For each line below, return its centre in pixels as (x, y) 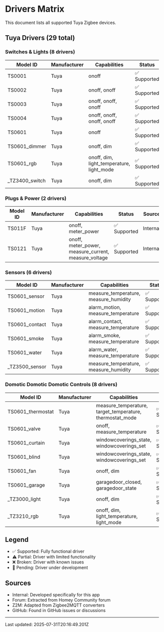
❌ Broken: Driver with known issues (48, 562)
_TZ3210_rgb (23, 516)
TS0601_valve (24, 428)
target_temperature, (119, 411)
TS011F (17, 228)
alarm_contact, (106, 322)
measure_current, (89, 252)
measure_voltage (88, 257)
